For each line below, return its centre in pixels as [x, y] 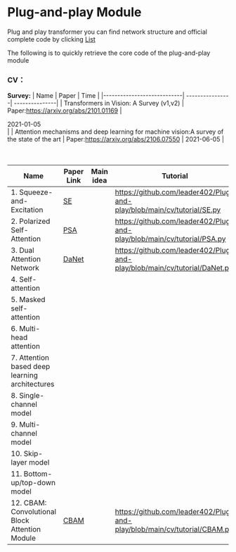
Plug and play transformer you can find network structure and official [107, 32]
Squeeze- [36, 192]
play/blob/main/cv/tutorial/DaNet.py [174, 268]
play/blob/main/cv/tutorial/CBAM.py [174, 529]
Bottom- [38, 474]
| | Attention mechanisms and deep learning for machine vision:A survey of [116, 132]
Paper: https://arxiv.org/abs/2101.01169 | [65, 111]
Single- [31, 396]
